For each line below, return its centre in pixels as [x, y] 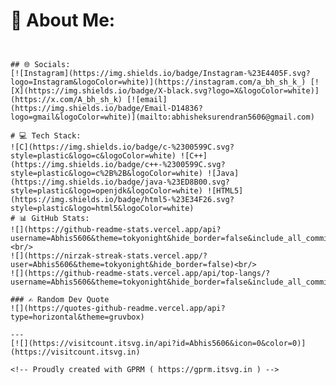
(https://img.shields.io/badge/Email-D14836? [106, 108]
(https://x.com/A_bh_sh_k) [66, 99]
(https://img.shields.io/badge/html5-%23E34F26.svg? [122, 199]
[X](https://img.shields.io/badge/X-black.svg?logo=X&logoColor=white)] [165, 90]
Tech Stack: [56, 135]
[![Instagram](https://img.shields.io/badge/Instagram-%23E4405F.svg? [160, 73]
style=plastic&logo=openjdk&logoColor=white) [106, 190]
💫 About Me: [63, 20]
